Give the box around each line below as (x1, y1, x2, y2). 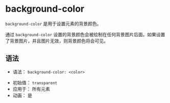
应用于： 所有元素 (12, 86, 50, 92)
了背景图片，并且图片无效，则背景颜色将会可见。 (5, 38, 108, 44)
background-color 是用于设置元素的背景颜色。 (5, 20, 102, 27)
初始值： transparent (12, 80, 58, 86)
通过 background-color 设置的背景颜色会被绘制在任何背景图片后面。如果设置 (5, 31, 165, 37)
